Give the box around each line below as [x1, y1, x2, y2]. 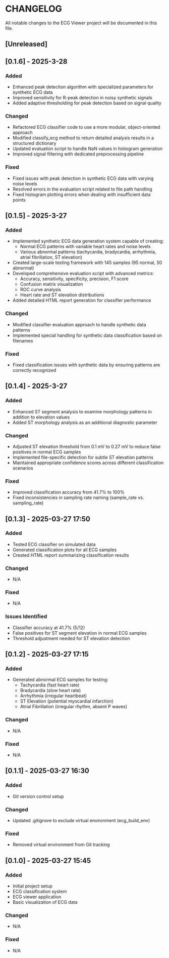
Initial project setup [12, 883, 53, 889]
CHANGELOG [5, 3, 62, 15]
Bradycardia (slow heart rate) [20, 687, 81, 694]
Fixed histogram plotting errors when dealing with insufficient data [12, 191, 151, 198]
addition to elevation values [12, 414, 70, 420]
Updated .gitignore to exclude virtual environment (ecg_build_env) [12, 818, 150, 824]
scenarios [12, 465, 34, 471]
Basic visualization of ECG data [12, 899, 78, 905]
